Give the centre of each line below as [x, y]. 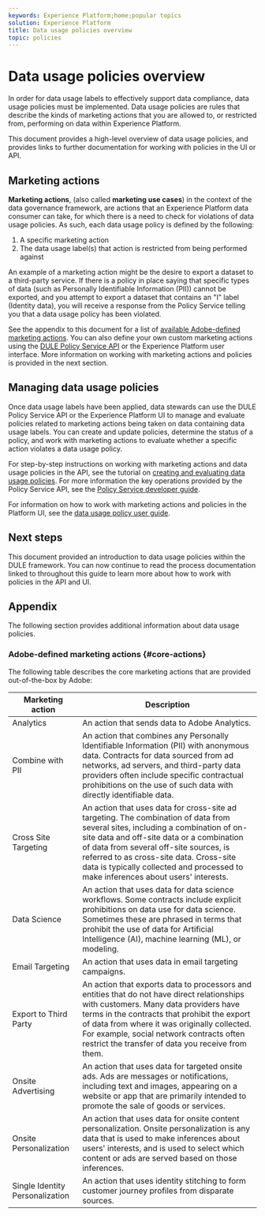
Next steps [35, 538]
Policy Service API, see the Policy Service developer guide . [105, 489]
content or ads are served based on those [160, 1158]
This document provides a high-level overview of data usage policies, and [128, 139]
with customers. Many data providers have [161, 1004]
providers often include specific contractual [163, 775]
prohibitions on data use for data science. [159, 909]
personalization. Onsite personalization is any [166, 1128]
